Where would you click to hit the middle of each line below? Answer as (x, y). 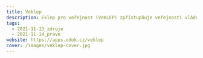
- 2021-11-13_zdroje (37, 29)
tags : (13, 23)
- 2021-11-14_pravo (36, 34)
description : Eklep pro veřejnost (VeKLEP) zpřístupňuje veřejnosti (94, 18)
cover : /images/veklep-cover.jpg (48, 46)
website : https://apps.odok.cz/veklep (55, 40)
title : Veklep (24, 12)
